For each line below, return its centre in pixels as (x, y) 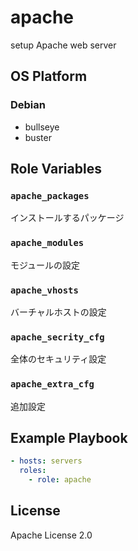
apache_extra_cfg (52, 384)
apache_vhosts (44, 290)
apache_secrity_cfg (57, 337)
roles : (33, 471)
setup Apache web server (63, 45)
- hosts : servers (46, 461)
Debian (28, 105)
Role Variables (56, 169)
